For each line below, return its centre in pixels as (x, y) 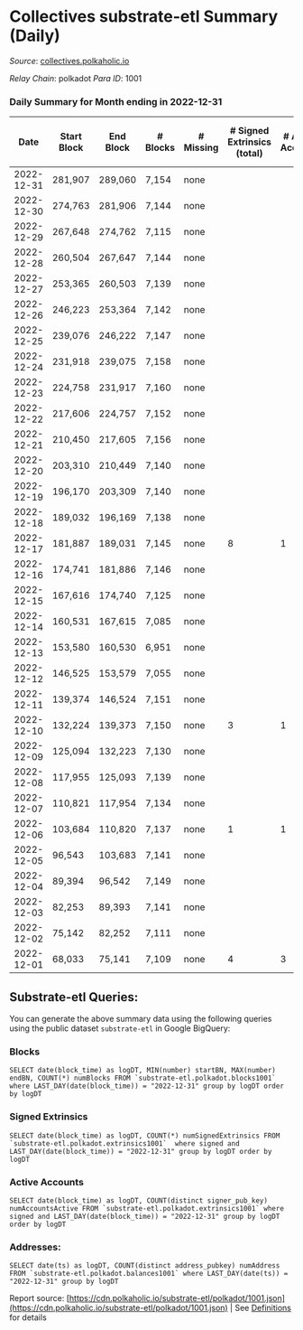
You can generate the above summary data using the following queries (141, 1019)
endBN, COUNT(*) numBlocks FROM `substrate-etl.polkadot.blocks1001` (143, 1078)
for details (28, 1317)
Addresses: (35, 1247)
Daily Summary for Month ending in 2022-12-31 (116, 101)
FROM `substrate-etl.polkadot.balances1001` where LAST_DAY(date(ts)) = (149, 1274)
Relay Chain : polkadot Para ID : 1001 (76, 78)
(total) (249, 154)
